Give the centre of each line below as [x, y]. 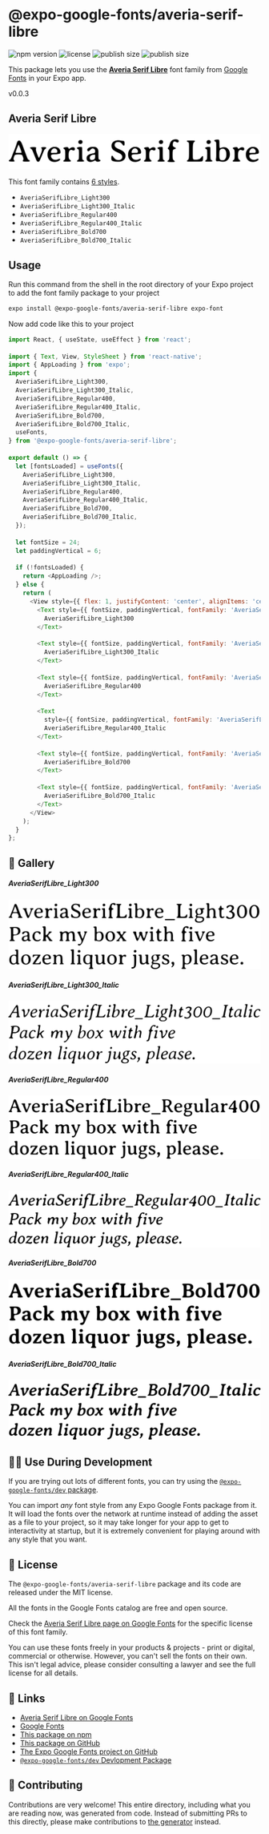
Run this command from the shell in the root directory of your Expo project [131, 284]
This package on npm [56, 1734]
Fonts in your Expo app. [47, 78]
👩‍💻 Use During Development [80, 1462]
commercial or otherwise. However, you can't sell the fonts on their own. [128, 1656]
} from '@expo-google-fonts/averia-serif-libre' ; [93, 441]
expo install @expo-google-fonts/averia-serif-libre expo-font [116, 308]
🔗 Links [27, 1698]
